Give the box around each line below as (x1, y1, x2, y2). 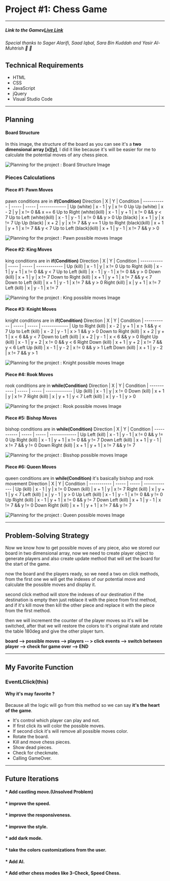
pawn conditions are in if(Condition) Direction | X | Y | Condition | (5, 198, 142, 204)
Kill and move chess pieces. (12, 739, 71, 745)
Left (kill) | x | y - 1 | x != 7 (5, 284, 59, 290)
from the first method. (5, 608, 51, 614)
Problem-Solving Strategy (5, 532, 90, 540)
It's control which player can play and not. (12, 717, 100, 723)
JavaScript (12, 85, 35, 91)
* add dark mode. (5, 835, 43, 841)
